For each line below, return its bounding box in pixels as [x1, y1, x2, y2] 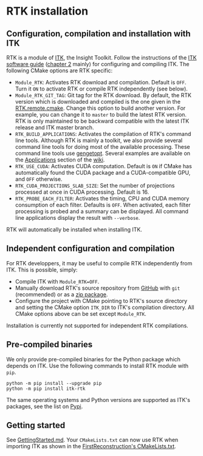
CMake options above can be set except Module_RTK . [15, 310, 147, 317]
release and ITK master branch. [15, 124, 94, 131]
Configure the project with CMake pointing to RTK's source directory [15, 297, 187, 304]
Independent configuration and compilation [6, 243, 175, 254]
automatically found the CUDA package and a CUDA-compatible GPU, [15, 169, 191, 176]
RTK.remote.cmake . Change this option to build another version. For [15, 104, 186, 112]
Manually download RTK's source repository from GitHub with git [15, 284, 181, 291]
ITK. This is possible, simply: [6, 266, 78, 273]
